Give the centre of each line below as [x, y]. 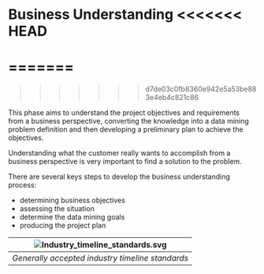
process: [22, 185]
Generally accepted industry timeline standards [100, 258]
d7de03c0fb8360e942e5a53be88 [201, 89]
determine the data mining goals [72, 217]
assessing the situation [57, 209]
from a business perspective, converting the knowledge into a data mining [129, 121]
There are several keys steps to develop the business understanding [119, 177]
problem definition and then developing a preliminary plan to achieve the [126, 130]
